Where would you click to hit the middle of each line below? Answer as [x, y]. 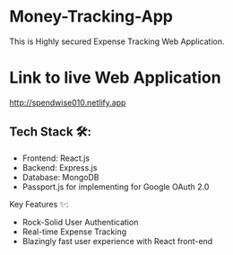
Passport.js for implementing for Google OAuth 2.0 [116, 187]
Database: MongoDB [60, 177]
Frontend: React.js [56, 158]
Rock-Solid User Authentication [80, 222]
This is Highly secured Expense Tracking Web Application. [117, 41]
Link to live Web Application [115, 78]
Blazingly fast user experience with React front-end [117, 241]
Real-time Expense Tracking [74, 232]
